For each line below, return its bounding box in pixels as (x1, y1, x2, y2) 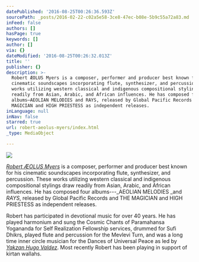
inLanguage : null (6, 108, 49, 114)
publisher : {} (6, 64, 41, 70)
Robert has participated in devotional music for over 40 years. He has (6, 212, 176, 219)
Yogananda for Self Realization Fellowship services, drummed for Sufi (6, 225, 176, 232)
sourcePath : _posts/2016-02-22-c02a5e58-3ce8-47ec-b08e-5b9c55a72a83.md (6, 14, 190, 20)
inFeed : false (6, 20, 41, 26)
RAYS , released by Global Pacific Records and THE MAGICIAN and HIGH (6, 194, 183, 201)
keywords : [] (6, 36, 38, 42)
